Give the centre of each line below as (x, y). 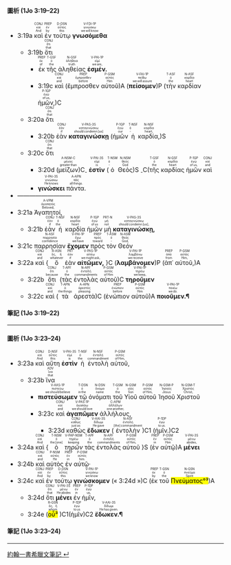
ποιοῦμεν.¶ (173, 296)
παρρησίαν (50, 246)
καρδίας (173, 170)
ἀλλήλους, (115, 414)
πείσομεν (142, 86)
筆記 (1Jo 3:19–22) (33, 312)
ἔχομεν (78, 246)
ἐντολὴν (128, 431)
